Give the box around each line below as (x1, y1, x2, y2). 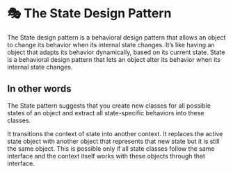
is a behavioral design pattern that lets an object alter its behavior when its (7, 55, 221, 63)
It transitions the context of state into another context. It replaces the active (7, 129, 223, 138)
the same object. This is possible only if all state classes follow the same (7, 144, 215, 153)
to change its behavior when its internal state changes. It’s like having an (7, 40, 215, 49)
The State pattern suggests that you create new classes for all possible (7, 101, 211, 110)
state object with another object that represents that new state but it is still (7, 137, 220, 145)
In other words (7, 83, 72, 94)
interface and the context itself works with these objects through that (7, 151, 205, 160)
